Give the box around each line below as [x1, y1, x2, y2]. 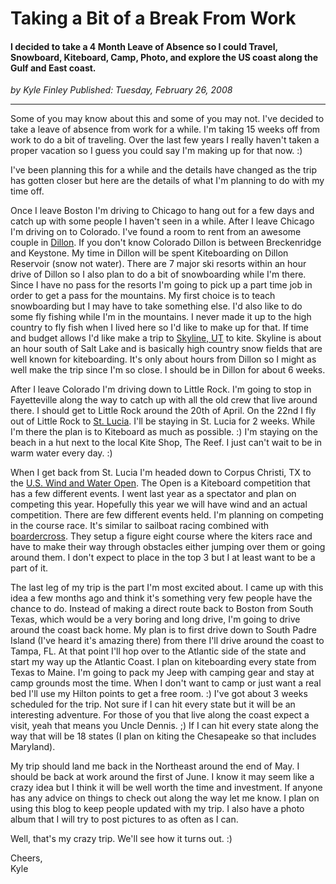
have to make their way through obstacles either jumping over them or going [10, 541, 326, 553]
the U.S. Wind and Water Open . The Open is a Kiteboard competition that [10, 477, 311, 489]
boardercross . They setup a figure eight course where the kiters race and [10, 530, 313, 542]
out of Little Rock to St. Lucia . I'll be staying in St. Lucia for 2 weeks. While [10, 415, 316, 427]
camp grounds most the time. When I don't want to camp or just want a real [10, 677, 322, 689]
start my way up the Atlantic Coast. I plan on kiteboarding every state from [10, 656, 317, 668]
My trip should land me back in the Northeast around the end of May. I [10, 760, 300, 772]
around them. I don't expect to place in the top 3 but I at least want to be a [10, 552, 316, 564]
